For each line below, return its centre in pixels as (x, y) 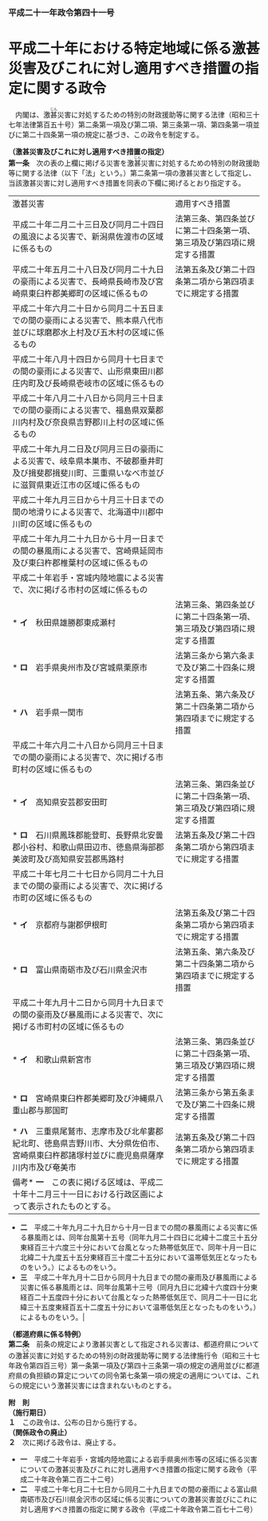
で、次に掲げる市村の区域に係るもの (80, 590)
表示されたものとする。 (71, 1206)
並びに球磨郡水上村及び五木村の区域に (85, 332)
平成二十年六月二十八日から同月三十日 (85, 745)
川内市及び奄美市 (45, 1167)
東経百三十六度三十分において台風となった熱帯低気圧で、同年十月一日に (138, 1247)
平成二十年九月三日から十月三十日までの (89, 500)
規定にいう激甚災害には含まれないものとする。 (99, 1385)
